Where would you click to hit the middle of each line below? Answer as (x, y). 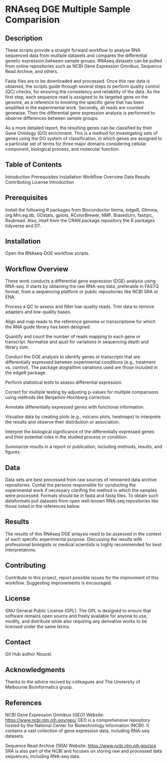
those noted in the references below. (43, 506)
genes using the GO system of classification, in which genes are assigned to (83, 138)
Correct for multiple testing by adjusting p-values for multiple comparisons (82, 392)
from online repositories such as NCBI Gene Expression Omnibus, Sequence (83, 66)
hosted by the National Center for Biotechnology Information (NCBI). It (77, 725)
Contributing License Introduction (40, 182)
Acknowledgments (35, 670)
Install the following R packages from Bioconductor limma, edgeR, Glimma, (82, 210)
